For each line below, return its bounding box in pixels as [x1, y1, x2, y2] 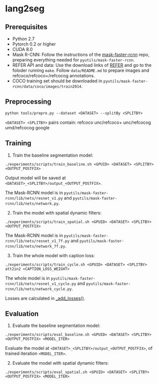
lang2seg [5, 3, 45, 14]
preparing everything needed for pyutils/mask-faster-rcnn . [12, 57, 135, 62]
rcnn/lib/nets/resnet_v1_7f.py [5, 238, 70, 243]
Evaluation [5, 310, 39, 318]
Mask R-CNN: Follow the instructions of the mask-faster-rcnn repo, [12, 52, 150, 57]
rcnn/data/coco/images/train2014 [12, 84, 82, 89]
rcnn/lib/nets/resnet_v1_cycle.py [5, 281, 77, 286]
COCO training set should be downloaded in [12, 78, 103, 84]
